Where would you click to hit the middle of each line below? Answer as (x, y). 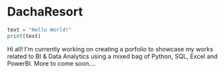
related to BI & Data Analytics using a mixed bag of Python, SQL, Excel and (112, 56)
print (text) (24, 36)
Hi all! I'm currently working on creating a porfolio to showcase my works (110, 49)
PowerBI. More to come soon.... (52, 63)
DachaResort (45, 12)
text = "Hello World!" (39, 30)
